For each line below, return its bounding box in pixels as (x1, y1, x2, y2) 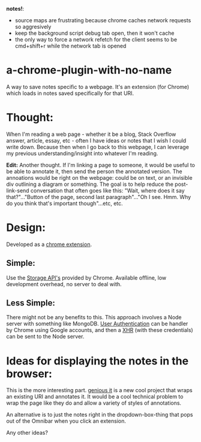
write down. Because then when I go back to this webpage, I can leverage (6, 143, 189, 150)
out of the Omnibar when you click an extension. (6, 417, 126, 425)
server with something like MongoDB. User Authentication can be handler (6, 320, 188, 327)
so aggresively (14, 23, 52, 30)
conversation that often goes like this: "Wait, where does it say (30, 186, 185, 194)
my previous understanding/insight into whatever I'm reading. (6, 150, 158, 157)
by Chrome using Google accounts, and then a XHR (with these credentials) (6, 327, 193, 334)
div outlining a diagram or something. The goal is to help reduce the (6, 180, 174, 188)
